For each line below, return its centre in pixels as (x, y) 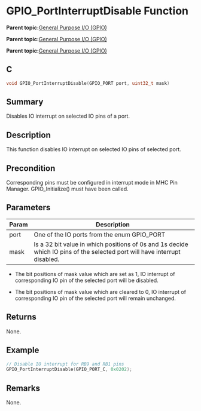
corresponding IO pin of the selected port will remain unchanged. (95, 298)
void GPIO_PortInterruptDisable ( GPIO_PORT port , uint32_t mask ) (88, 83)
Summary (25, 102)
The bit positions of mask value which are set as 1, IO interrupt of (95, 274)
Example (23, 350)
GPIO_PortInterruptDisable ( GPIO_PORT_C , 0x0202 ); (69, 369)
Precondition (31, 168)
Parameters (28, 208)
